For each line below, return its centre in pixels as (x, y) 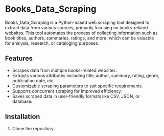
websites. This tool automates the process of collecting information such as (81, 33)
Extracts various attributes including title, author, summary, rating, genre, (86, 75)
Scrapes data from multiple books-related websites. (65, 70)
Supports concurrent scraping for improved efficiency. (67, 91)
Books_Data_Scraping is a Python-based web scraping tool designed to (77, 22)
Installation (23, 117)
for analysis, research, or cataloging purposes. (52, 43)
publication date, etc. (34, 80)
